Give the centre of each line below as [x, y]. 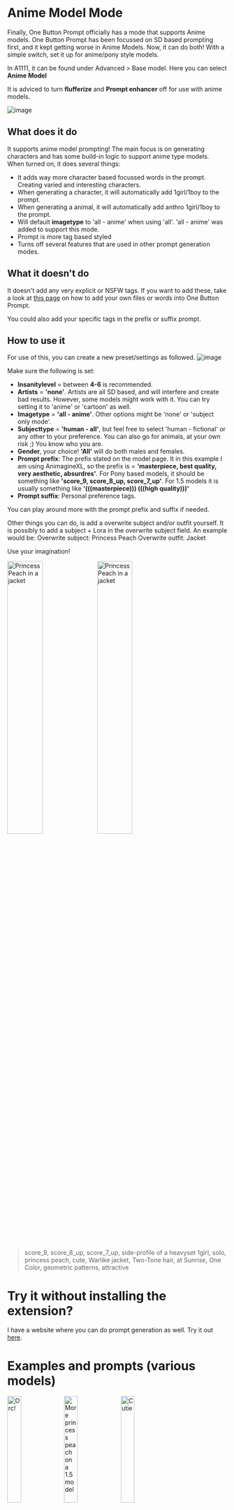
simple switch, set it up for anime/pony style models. [83, 55]
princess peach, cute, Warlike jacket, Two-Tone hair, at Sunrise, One [123, 1260]
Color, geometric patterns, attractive [76, 1267]
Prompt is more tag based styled [64, 236]
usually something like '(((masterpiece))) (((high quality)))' [103, 489]
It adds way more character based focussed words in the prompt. [111, 177]
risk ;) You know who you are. [60, 444]
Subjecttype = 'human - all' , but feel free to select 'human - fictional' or [121, 429]
